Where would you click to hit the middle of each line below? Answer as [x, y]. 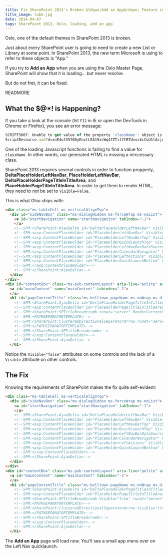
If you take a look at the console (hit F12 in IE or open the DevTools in [76, 121]
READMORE [17, 93]
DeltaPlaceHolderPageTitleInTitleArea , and [50, 180]
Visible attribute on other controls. [41, 360]
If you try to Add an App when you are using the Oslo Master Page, [74, 68]
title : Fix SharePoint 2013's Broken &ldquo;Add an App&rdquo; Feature [81, 10]
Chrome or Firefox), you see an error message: [53, 126]
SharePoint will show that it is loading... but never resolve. [64, 74]
